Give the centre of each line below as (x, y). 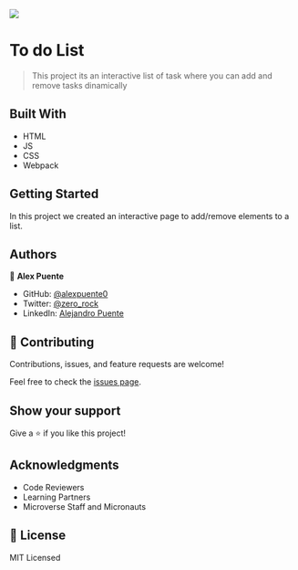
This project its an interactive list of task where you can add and (152, 75)
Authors (33, 254)
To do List (47, 51)
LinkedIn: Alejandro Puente (73, 313)
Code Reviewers (53, 487)
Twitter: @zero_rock (60, 304)
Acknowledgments (65, 465)
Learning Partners (57, 497)
